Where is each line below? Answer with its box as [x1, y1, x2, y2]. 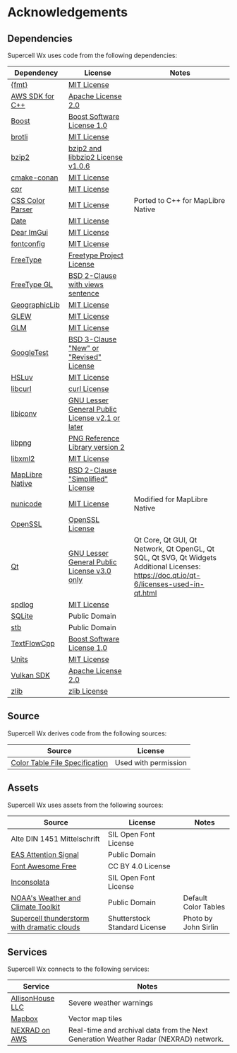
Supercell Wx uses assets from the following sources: [7, 801, 164, 809]
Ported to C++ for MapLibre [133, 196, 226, 205]
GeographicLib [11, 300, 60, 310]
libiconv [11, 409, 37, 418]
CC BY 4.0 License [108, 861, 171, 871]
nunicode [11, 499, 42, 508]
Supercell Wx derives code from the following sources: [7, 729, 167, 738]
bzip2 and [68, 144, 102, 153]
